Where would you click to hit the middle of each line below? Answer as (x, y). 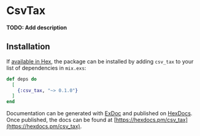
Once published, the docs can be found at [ (61, 120)
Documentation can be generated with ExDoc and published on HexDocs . (99, 113)
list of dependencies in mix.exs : (46, 68)
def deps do (21, 79)
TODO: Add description (37, 27)
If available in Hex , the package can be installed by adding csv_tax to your (100, 61)
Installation (28, 47)
